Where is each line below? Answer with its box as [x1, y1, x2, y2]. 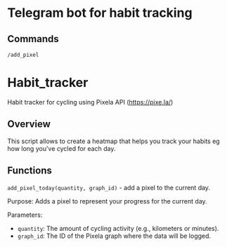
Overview [7, 118, 51, 131]
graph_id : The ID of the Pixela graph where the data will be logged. [17, 232, 212, 240]
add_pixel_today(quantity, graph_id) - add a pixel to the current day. [7, 183, 211, 192]
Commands [7, 33, 60, 45]
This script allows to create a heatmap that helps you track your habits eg [7, 137, 220, 145]
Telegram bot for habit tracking [7, 5, 193, 21]
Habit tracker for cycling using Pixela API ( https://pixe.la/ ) [7, 98, 174, 106]
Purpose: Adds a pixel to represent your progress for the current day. [7, 196, 207, 205]
